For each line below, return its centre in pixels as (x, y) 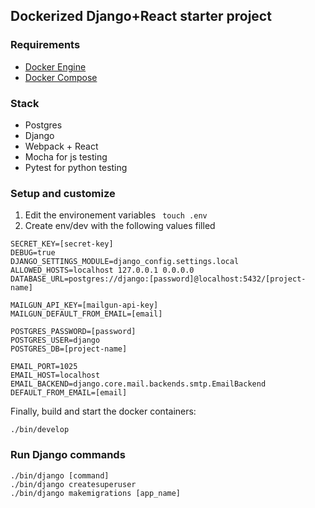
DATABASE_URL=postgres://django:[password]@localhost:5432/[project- (158, 279)
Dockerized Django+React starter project (141, 16)
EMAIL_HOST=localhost (55, 375)
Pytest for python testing (76, 167)
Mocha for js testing (66, 156)
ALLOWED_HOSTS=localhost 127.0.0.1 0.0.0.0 (102, 270)
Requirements (45, 45)
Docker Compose (61, 77)
